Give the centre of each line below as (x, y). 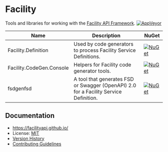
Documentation (30, 116)
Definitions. (87, 56)
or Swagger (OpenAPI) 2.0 (105, 85)
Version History (28, 138)
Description (106, 35)
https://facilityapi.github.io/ (40, 128)
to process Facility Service (105, 50)
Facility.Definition (28, 50)
